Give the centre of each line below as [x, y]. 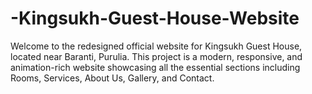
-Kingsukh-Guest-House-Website [155, 18]
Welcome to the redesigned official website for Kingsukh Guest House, [156, 46]
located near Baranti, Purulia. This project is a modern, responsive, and [156, 56]
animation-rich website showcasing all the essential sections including [155, 67]
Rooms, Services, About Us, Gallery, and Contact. [112, 78]
